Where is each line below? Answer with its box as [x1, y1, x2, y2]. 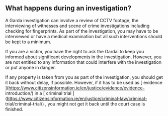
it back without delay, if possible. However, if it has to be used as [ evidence [5, 79, 162, 85]
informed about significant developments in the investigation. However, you [5, 54, 162, 60]
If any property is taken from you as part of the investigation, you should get [5, 74, 163, 80]
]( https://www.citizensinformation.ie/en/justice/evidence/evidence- [5, 85, 145, 91]
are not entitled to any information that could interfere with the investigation [5, 59, 162, 65]
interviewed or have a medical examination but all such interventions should [5, 33, 162, 39]
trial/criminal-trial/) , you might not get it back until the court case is [5, 100, 145, 107]
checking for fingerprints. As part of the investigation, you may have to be [5, 28, 158, 34]
